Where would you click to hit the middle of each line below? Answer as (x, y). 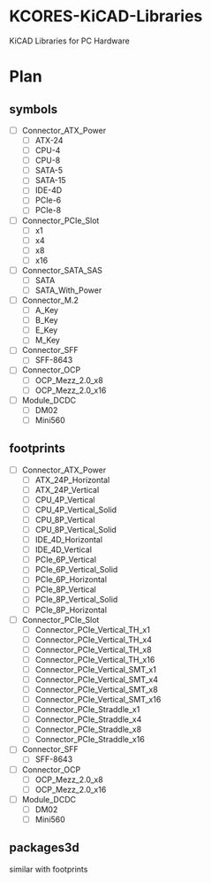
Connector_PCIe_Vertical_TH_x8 (93, 649)
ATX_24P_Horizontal (72, 480)
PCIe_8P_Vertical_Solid (76, 600)
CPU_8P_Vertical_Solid (76, 530)
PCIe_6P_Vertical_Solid (76, 570)
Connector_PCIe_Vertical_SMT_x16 (98, 700)
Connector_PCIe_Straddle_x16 (90, 740)
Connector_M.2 (50, 300)
